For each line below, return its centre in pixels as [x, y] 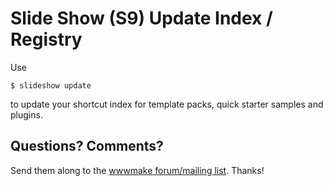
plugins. [26, 114]
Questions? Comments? [87, 146]
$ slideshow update [51, 85]
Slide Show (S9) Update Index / [141, 18]
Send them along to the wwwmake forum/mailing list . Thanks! [137, 170]
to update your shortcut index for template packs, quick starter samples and [167, 104]
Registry [46, 39]
